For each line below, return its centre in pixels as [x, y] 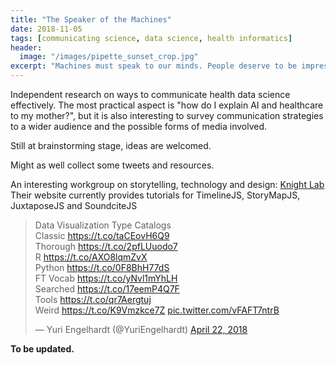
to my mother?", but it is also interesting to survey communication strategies [167, 115]
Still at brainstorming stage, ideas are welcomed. [111, 145]
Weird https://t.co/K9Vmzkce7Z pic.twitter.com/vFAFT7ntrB [157, 310]
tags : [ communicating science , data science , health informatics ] [151, 38]
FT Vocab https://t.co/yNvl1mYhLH [106, 278]
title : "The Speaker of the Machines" [91, 19]
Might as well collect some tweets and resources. [112, 165]
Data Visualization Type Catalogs [103, 225]
